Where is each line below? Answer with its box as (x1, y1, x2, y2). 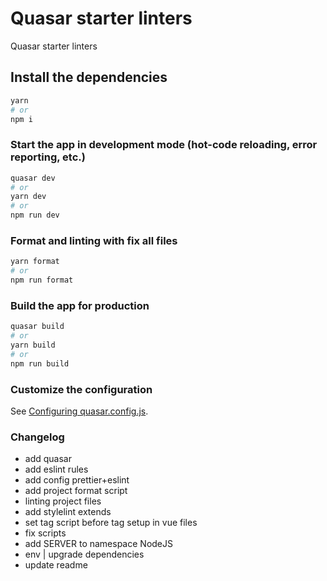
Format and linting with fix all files (10, 233, 178, 247)
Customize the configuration (10, 382, 153, 396)
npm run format (10, 275, 74, 286)
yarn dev (10, 192, 47, 202)
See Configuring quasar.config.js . (10, 405, 149, 417)
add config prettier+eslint (24, 474, 130, 486)
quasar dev (10, 173, 56, 183)
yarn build (10, 340, 56, 351)
